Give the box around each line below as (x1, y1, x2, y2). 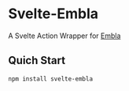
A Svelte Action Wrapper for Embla (8, 31, 121, 40)
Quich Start (8, 54, 65, 67)
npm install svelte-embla (8, 74, 93, 83)
